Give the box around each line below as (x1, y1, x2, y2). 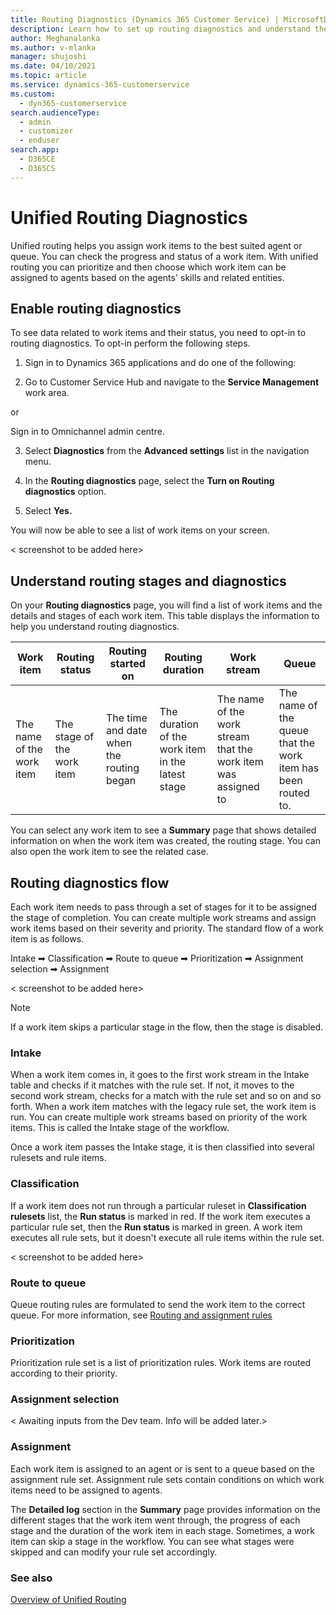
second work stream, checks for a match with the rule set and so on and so (10, 1090, 322, 1102)
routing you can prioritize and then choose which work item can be (10, 261, 287, 273)
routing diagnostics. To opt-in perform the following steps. (10, 337, 251, 350)
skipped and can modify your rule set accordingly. (10, 1546, 218, 1558)
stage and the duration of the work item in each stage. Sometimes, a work (10, 1524, 315, 1536)
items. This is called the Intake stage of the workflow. (10, 1122, 230, 1134)
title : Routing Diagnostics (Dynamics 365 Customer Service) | (10, 14, 280, 25)
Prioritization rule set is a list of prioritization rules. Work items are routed (10, 1357, 312, 1369)
